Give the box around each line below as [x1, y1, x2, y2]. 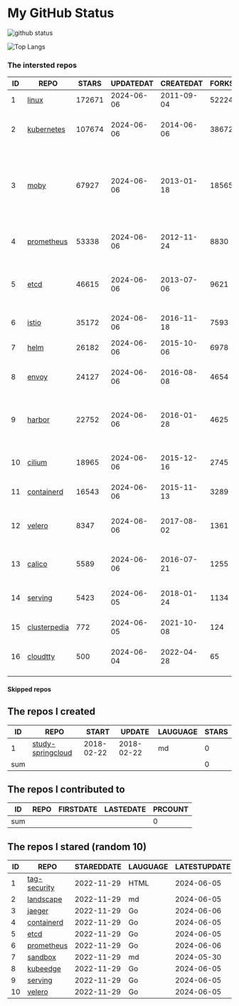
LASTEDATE [104, 804, 147, 814]
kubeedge [27, 964, 62, 974]
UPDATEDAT [110, 78, 154, 88]
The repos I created [7, 705, 96, 717]
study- [31, 739, 56, 749]
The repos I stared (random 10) [7, 841, 147, 853]
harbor [27, 415, 50, 425]
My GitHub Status [7, 5, 115, 21]
